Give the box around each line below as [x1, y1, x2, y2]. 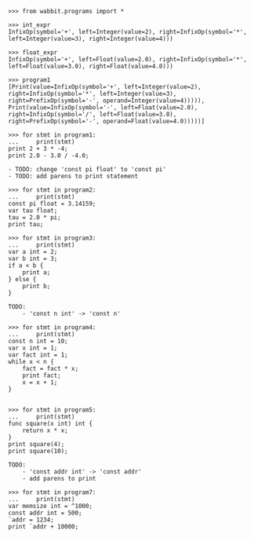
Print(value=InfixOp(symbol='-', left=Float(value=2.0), [8, 104, 198, 112]
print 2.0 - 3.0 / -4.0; [8, 152, 89, 159]
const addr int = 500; [8, 509, 82, 517]
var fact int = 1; [8, 351, 68, 359]
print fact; [22, 371, 61, 379]
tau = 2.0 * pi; [8, 214, 61, 221]
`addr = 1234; [8, 516, 55, 524]
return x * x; [22, 426, 68, 434]
